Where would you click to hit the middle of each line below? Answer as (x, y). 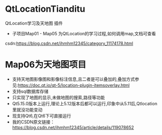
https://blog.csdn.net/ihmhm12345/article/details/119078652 (73, 127)
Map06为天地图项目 (46, 65)
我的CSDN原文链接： (33, 122)
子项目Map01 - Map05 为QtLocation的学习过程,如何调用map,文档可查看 (84, 33)
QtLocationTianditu (45, 9)
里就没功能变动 (27, 110)
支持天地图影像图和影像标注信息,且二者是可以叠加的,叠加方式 (73, 79)
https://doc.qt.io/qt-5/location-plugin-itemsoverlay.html (74, 85)
